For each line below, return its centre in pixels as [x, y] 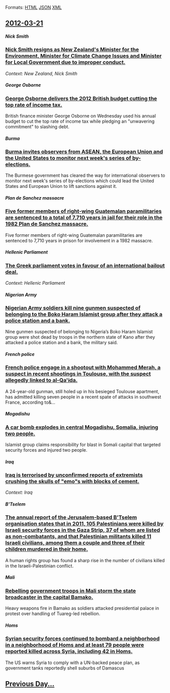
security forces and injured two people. [46, 450]
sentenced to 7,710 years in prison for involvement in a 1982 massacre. [79, 240]
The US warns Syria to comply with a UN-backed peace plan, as [73, 662]
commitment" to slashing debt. [37, 127]
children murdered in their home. [47, 549]
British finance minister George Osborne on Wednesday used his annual [81, 116]
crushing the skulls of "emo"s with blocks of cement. [72, 482]
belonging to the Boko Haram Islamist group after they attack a [84, 314]
